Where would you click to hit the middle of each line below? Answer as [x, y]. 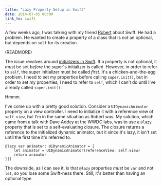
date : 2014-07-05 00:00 [29, 14]
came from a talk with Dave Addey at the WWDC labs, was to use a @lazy [78, 122]
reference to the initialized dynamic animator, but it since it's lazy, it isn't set [81, 132]
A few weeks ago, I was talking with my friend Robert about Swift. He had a [81, 33]
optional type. [19, 179]
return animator [30, 155]
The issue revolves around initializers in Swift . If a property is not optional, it [81, 62]
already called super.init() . [34, 88]
